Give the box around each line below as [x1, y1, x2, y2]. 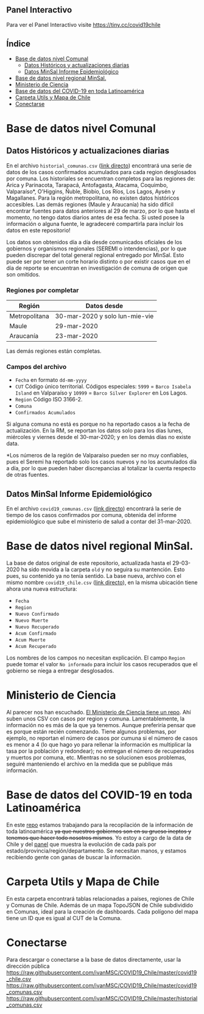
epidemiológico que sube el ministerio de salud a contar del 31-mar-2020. [6, 518, 192, 526]
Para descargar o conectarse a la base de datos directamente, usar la [6, 956, 181, 963]
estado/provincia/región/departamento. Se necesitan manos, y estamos [6, 847, 187, 854]
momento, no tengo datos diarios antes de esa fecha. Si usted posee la [6, 213, 185, 221]
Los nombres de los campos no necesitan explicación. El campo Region [6, 654, 186, 661]
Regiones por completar [6, 286, 79, 294]
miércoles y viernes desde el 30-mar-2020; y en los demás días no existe [6, 434, 191, 441]
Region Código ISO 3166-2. [15, 396, 83, 403]
